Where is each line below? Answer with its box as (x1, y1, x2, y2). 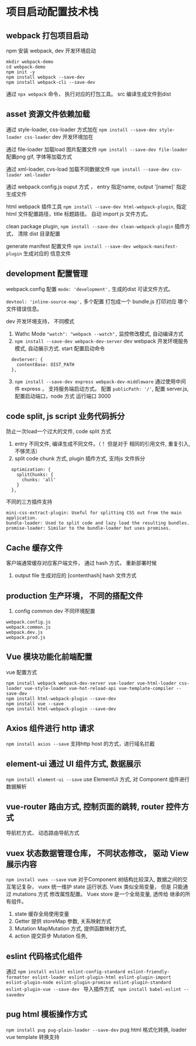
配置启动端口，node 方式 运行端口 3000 (14, 392, 111, 400)
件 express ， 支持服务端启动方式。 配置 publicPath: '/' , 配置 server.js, (14, 385, 189, 392)
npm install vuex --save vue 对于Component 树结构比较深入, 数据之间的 (6, 876, 183, 883)
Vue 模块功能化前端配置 (6, 652, 92, 662)
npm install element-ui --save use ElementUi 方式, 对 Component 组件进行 (6, 776, 190, 783)
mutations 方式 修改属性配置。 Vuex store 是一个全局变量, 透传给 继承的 (12, 891, 185, 898)
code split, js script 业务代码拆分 (6, 411, 125, 421)
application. (6, 515, 38, 521)
